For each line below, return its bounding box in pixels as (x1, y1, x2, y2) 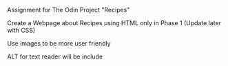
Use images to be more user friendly (7, 39, 112, 47)
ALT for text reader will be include (7, 52, 103, 61)
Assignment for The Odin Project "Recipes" (7, 6, 130, 14)
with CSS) (7, 27, 36, 34)
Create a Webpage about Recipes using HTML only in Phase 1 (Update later (7, 19, 222, 27)
